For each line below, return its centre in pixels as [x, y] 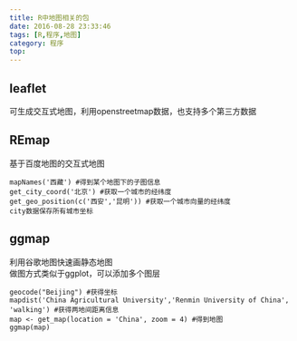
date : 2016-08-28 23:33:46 [60, 26]
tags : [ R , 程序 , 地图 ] [45, 34]
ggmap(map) [30, 327]
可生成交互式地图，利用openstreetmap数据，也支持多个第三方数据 [133, 111]
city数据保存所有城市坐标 [51, 211]
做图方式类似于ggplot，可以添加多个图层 [85, 273]
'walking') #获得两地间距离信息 [64, 309]
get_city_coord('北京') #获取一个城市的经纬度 [91, 191]
